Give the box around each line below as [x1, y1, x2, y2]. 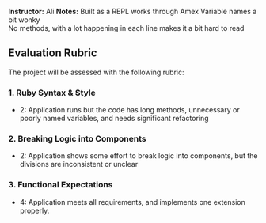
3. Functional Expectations [8, 180, 113, 191]
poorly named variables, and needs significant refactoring [19, 114, 209, 123]
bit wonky [8, 15, 40, 25]
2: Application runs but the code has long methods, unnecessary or [19, 105, 240, 115]
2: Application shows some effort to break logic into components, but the [19, 151, 258, 161]
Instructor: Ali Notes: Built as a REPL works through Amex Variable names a [8, 7, 257, 16]
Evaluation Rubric [8, 47, 97, 60]
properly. [19, 206, 50, 215]
